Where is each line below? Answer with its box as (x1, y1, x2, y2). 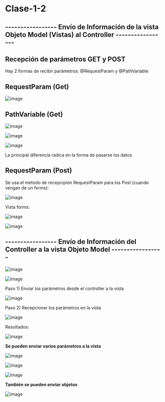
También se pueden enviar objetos (5, 381, 78, 387)
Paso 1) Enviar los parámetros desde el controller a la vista (5, 286, 124, 291)
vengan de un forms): (5, 184, 49, 191)
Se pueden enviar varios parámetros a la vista (5, 343, 101, 349)
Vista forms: (5, 204, 30, 210)
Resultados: (5, 324, 30, 330)
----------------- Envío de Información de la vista (5, 23, 159, 31)
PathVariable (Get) (5, 110, 63, 118)
